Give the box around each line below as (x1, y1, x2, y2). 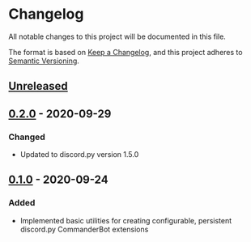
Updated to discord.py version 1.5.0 (19, 150, 139, 159)
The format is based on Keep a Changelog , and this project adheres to (8, 47, 243, 57)
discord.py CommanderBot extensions (19, 224, 149, 234)
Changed (8, 131, 46, 142)
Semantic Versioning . (8, 56, 79, 66)
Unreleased (8, 79, 69, 93)
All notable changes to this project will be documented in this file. (8, 32, 227, 41)
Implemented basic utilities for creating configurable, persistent (19, 215, 232, 225)
